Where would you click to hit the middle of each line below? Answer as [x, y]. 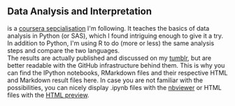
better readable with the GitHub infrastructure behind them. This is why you [116, 65]
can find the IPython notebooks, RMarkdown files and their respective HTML [117, 73]
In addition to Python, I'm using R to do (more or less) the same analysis [111, 43]
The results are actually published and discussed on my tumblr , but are [109, 58]
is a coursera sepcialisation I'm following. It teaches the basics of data [108, 28]
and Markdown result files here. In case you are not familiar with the [105, 80]
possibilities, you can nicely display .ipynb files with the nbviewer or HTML [114, 87]
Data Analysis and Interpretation [80, 12]
